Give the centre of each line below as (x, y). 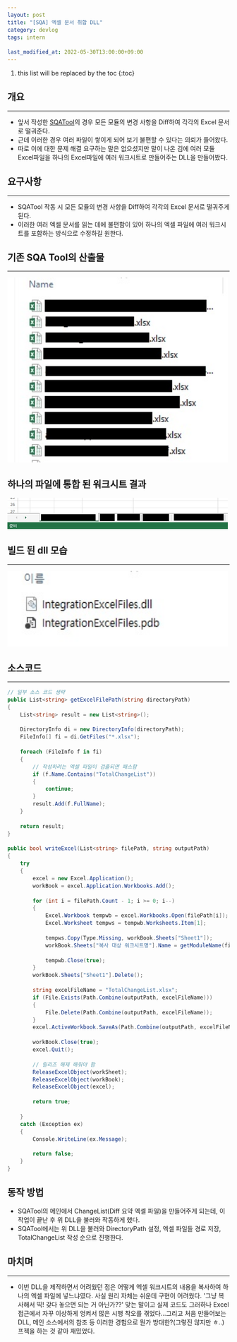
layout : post (26, 15)
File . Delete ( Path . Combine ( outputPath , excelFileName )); (129, 1012)
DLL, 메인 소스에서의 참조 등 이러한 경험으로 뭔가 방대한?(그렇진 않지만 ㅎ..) (121, 1322)
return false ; (53, 1154)
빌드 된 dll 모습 (38, 551)
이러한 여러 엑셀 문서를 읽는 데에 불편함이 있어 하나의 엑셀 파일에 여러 (113, 224)
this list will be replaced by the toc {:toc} (76, 73)
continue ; (59, 789)
